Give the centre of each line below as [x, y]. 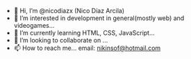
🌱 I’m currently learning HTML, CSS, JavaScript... [84, 33]
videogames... [34, 25]
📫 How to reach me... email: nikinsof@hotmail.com [87, 48]
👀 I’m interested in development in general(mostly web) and [99, 18]
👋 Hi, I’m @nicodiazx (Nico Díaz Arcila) [69, 11]
